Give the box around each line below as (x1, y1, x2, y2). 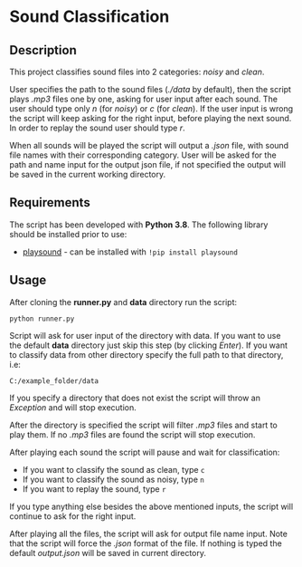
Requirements (9, 195, 90, 210)
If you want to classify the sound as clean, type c (22, 464, 205, 475)
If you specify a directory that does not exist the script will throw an (9, 392, 260, 403)
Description (9, 43, 77, 58)
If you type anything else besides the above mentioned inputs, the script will (9, 501, 294, 512)
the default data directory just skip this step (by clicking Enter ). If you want (9, 340, 288, 351)
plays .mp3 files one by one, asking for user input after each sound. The (9, 93, 278, 104)
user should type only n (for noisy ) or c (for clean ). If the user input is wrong (9, 103, 294, 114)
